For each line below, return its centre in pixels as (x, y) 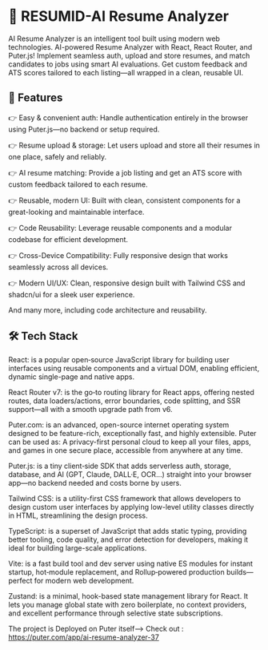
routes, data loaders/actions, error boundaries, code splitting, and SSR (125, 401)
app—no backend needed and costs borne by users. (95, 482)
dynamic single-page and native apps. (71, 377)
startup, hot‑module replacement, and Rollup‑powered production (117, 571)
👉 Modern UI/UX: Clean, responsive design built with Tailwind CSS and (127, 283)
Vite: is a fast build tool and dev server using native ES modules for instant (131, 563)
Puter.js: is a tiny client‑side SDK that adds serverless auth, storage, (120, 466)
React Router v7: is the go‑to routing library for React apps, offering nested (131, 392)
